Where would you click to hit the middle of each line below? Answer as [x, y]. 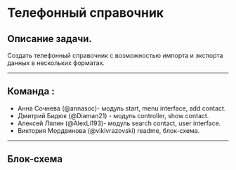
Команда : [31, 91]
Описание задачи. [50, 39]
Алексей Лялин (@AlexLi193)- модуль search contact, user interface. [119, 123]
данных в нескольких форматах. [56, 63]
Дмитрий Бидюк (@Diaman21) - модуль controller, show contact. [113, 115]
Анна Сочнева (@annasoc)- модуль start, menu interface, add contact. [122, 108]
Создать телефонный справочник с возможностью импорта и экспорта [115, 55]
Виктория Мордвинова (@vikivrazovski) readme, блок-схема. [109, 130]
